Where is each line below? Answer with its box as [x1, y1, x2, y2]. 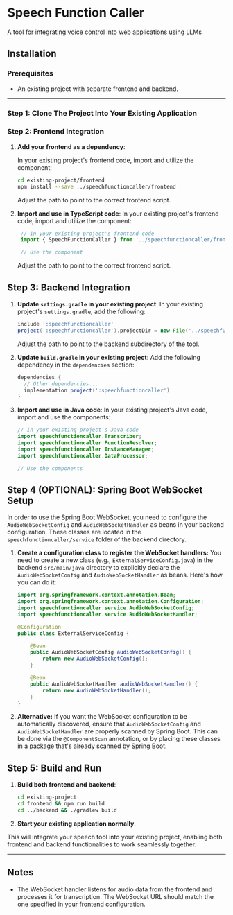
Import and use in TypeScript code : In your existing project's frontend [17, 209, 220, 218]
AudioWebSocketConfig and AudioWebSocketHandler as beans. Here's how [17, 570, 223, 579]
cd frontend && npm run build [17, 801, 105, 808]
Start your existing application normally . [17, 819, 137, 828]
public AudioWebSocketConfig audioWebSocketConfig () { [30, 649, 192, 656]
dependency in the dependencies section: [17, 360, 135, 369]
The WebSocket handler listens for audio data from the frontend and [17, 885, 213, 894]
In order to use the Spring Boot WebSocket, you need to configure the [7, 513, 207, 521]
